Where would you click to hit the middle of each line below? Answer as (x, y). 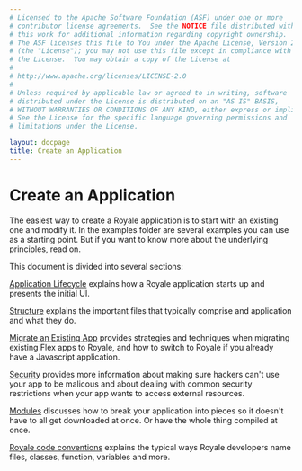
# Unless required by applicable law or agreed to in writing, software (148, 93)
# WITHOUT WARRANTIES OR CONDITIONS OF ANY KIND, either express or (140, 110)
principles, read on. (45, 249)
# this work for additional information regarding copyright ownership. (148, 34)
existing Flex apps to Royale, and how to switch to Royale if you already (142, 347)
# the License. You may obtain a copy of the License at (120, 59)
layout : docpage (40, 143)
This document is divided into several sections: (97, 266)
